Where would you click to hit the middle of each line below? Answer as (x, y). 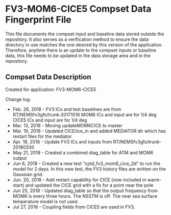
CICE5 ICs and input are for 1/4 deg (50, 120)
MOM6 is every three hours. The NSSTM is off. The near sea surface (85, 196)
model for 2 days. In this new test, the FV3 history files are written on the (89, 169)
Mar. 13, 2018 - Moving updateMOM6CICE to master (67, 125)
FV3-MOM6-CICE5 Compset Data (78, 9)
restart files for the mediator (42, 136)
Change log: (18, 99)
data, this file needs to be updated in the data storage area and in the (78, 55)
